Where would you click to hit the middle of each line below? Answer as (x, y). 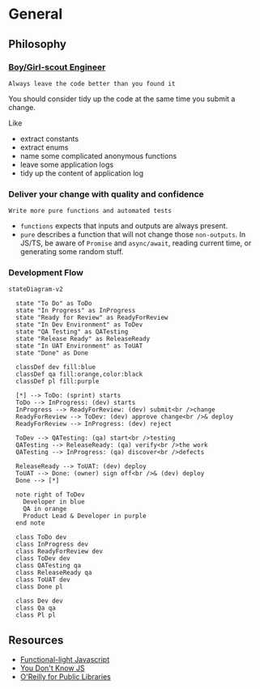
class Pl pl (36, 615)
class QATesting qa (49, 566)
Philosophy (38, 44)
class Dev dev (39, 601)
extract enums (44, 147)
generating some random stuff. (72, 252)
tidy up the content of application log (82, 173)
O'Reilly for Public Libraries (65, 677)
